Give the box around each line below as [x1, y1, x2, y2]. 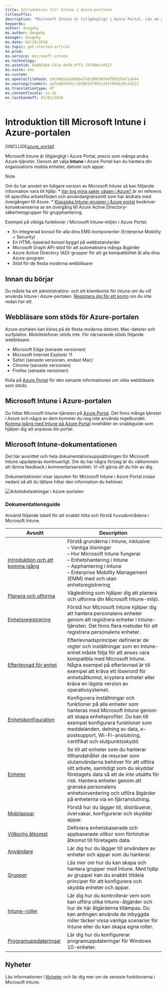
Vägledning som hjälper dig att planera [67, 589, 158, 596]
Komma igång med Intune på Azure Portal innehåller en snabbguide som [5, 421, 154, 427]
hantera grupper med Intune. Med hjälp [67, 865, 159, 872]
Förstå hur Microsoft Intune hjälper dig [67, 604, 157, 611]
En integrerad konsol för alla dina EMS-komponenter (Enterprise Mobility [12, 229, 162, 235]
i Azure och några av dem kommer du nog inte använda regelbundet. [5, 415, 146, 421]
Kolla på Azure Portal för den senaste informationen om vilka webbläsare [5, 377, 155, 383]
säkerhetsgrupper [5, 209, 42, 215]
